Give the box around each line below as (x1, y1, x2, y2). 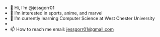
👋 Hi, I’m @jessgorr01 (10, 5, 55, 10)
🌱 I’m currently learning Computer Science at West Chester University (10, 15, 155, 21)
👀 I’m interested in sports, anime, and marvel (10, 10, 103, 16)
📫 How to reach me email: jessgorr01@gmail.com (10, 26, 114, 32)
